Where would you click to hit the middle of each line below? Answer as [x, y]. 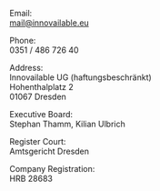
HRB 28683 [31, 178]
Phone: [23, 40]
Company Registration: [52, 169]
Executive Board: [41, 114]
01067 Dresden [38, 96]
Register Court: [38, 141]
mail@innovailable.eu [49, 23]
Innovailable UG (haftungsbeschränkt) [80, 77]
